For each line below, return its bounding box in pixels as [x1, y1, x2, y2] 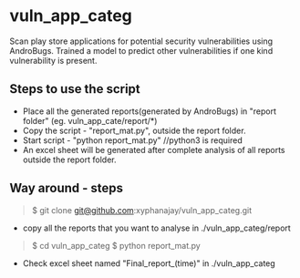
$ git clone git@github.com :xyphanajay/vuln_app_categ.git [31, 204, 253, 215]
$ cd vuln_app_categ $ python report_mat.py [31, 240, 201, 251]
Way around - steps [9, 180, 124, 196]
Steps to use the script [9, 81, 141, 97]
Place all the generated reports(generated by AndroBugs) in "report [22, 106, 276, 117]
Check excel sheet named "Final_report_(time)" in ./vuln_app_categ [22, 257, 275, 269]
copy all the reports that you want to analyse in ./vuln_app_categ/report [22, 222, 292, 233]
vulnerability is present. [9, 55, 98, 66]
